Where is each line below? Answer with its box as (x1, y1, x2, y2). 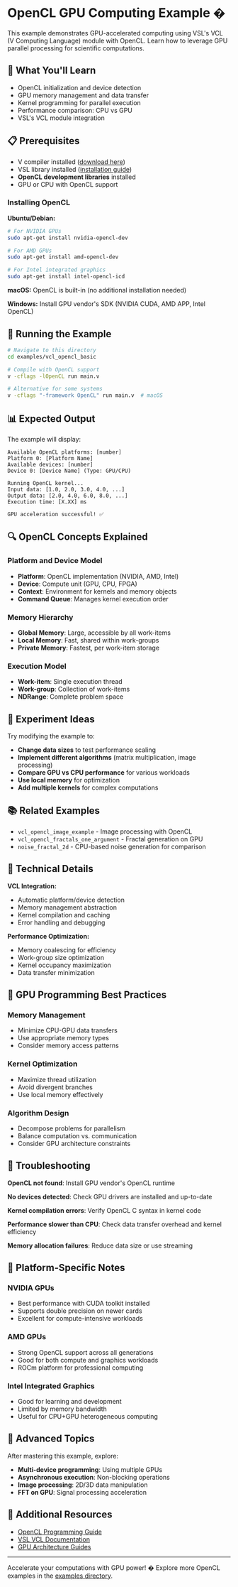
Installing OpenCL (7, 197, 71, 207)
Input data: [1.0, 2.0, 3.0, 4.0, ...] (7, 486, 125, 493)
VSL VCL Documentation (17, 1534, 91, 1544)
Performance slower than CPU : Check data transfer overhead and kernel (7, 1220, 222, 1228)
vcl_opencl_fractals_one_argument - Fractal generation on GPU (17, 834, 203, 843)
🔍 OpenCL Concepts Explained (7, 531, 149, 543)
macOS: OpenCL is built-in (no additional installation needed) (7, 286, 187, 295)
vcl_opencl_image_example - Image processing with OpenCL (17, 827, 193, 836)
